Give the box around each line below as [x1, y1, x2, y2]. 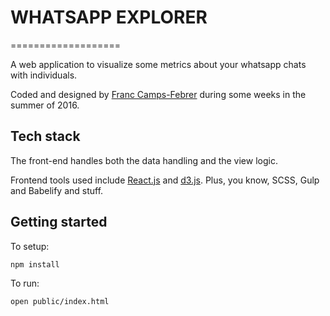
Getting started [10, 214, 108, 231]
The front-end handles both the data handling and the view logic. [10, 154, 278, 166]
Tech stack [10, 128, 81, 145]
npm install [10, 259, 60, 270]
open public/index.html [10, 296, 110, 306]
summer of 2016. [10, 99, 80, 111]
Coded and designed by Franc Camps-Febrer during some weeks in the [10, 88, 307, 100]
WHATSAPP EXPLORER [10, 6, 208, 29]
